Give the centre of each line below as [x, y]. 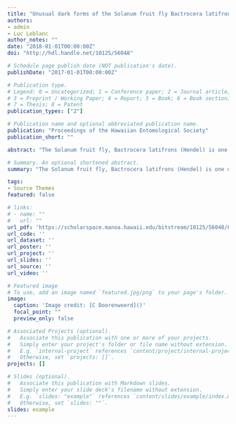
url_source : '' [29, 266]
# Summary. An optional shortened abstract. [73, 163]
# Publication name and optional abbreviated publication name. [103, 124]
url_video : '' [28, 273]
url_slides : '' [29, 260]
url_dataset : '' [31, 240]
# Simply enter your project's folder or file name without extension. [118, 344]
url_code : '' [26, 234]
